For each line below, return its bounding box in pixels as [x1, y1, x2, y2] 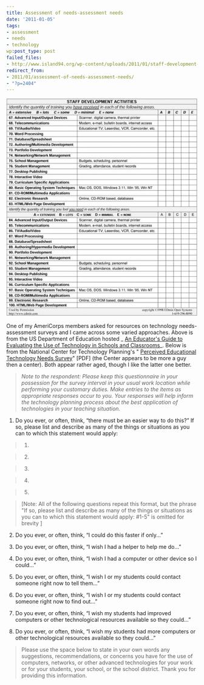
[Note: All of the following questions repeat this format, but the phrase [21, 500, 197, 507]
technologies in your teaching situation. [21, 404, 121, 412]
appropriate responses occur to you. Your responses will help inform [21, 392, 194, 399]
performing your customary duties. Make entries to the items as [21, 386, 182, 393]
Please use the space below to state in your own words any [21, 646, 170, 653]
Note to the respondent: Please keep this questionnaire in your [21, 372, 178, 380]
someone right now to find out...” [15, 598, 98, 605]
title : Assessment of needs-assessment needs [6, 10, 123, 16]
